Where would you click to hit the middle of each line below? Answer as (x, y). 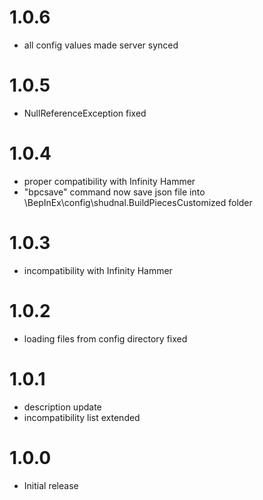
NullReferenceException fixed (85, 113)
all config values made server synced (101, 45)
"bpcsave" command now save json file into (114, 192)
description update (62, 407)
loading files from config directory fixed (105, 338)
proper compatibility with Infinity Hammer (109, 181)
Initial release (51, 485)
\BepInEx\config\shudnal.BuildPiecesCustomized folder (138, 202)
